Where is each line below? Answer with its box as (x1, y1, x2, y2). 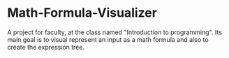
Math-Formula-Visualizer (7, 5, 157, 21)
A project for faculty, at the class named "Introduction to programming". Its (7, 28, 222, 36)
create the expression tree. (7, 43, 85, 51)
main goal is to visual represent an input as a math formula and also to (7, 35, 209, 43)
